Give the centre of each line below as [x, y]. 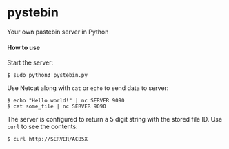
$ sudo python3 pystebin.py [48, 76]
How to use [23, 47]
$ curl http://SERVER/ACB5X [48, 139]
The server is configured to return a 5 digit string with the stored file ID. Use [115, 119]
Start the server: [30, 62]
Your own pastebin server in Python [58, 32]
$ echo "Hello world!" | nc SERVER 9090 [66, 101]
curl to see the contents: [42, 127]
